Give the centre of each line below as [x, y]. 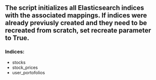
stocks [19, 62]
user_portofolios [28, 72]
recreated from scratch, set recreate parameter [78, 31]
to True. [17, 38]
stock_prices [25, 67]
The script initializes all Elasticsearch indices [75, 8]
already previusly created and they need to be [76, 23]
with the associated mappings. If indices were [76, 16]
